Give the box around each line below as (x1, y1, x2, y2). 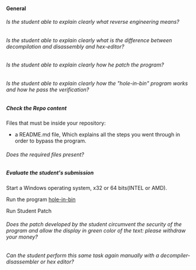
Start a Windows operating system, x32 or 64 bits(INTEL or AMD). (6, 184, 168, 191)
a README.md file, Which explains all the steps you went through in (14, 131, 181, 138)
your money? (6, 233, 38, 240)
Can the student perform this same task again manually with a (6, 252, 159, 259)
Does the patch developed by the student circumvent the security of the (6, 221, 182, 228)
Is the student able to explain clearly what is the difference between (6, 36, 172, 44)
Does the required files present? (6, 151, 85, 158)
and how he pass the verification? (6, 86, 89, 93)
